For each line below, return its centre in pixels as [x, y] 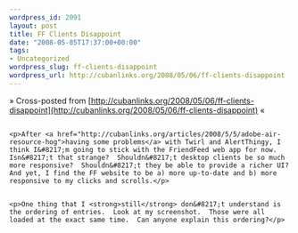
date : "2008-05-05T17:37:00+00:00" [75, 42]
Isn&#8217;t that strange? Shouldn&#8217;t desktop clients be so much [147, 157]
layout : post [33, 26]
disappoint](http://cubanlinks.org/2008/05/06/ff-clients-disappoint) [134, 110]
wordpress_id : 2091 [46, 17]
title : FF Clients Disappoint [66, 34]
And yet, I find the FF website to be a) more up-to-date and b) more [143, 173]
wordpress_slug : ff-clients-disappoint [83, 68]
